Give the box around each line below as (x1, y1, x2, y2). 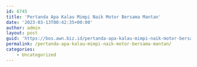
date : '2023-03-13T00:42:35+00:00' (6, 19, 93, 25)
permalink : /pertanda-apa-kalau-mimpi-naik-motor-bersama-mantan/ (6, 41, 172, 47)
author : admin (6, 24, 41, 31)
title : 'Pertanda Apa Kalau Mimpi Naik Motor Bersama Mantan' (6, 14, 161, 20)
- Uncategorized (16, 52, 57, 58)
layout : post (6, 30, 38, 36)
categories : (6, 47, 35, 52)
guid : (6, 36, 19, 41)
